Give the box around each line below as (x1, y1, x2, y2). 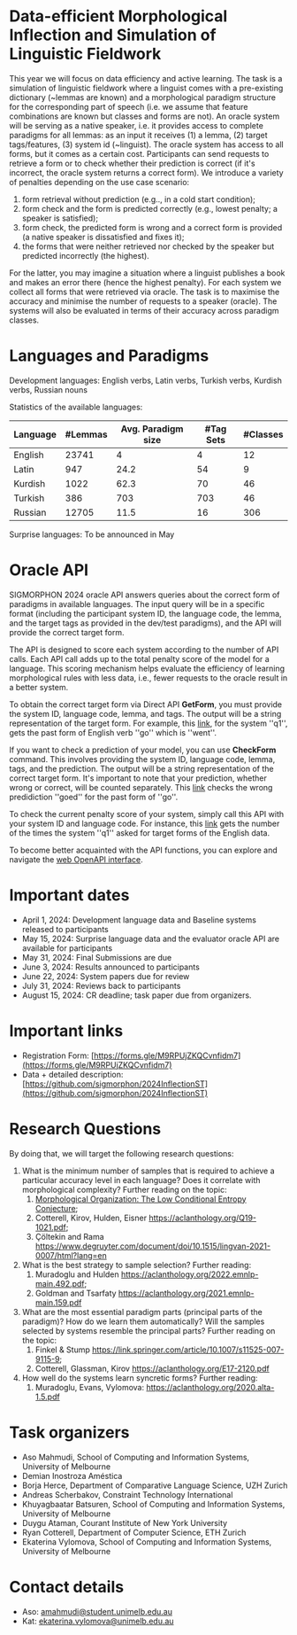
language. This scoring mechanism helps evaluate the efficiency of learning (9, 663, 286, 673)
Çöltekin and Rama (34, 1231, 104, 1242)
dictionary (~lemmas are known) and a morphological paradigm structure (9, 91, 277, 103)
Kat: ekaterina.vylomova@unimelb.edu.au (21, 1616, 174, 1626)
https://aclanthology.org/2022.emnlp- (120, 1269, 259, 1280)
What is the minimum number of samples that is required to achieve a (21, 1165, 276, 1176)
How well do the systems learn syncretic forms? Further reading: (21, 1372, 258, 1383)
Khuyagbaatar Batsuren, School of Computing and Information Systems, (21, 1499, 286, 1509)
